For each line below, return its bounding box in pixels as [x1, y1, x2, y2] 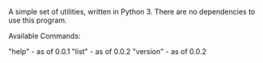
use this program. [8, 15, 67, 25]
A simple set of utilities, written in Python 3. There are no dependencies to [8, 7, 256, 16]
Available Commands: [8, 31, 81, 40]
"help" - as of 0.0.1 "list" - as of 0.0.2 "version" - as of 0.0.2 [8, 47, 207, 56]
